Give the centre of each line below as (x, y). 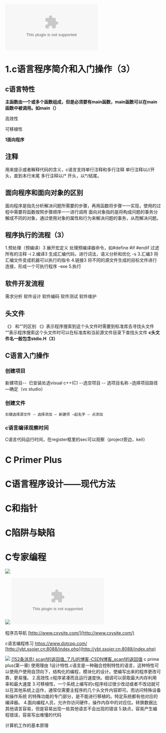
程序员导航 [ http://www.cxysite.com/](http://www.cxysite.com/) (70, 633)
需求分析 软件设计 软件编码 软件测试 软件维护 (51, 296)
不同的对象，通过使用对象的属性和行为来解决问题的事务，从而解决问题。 (87, 218)
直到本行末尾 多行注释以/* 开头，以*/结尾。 (58, 176)
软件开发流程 (25, 283)
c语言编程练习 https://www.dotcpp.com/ (46, 643)
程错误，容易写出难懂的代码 (33, 715)
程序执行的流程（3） (37, 235)
